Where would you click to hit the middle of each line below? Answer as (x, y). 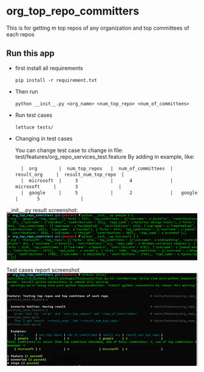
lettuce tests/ (34, 127)
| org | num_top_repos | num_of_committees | (97, 168)
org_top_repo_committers (73, 11)
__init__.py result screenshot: (42, 210)
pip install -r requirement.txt (56, 80)
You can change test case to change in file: (69, 150)
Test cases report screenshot (43, 270)
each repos (20, 34)
